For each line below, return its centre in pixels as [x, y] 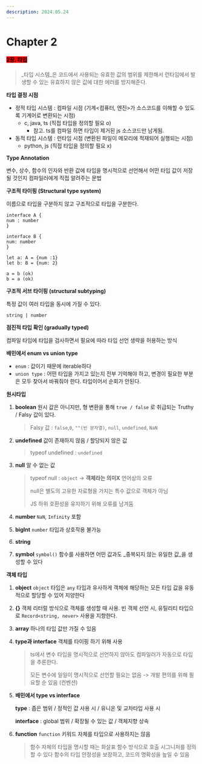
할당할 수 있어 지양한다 [58, 595]
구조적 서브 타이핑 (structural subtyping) [56, 291]
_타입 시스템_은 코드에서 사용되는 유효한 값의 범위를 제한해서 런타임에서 [105, 75]
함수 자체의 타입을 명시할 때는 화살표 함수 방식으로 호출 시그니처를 [108, 747]
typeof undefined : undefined [66, 453]
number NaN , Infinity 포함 [48, 517]
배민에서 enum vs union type [42, 353]
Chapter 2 [32, 42]
